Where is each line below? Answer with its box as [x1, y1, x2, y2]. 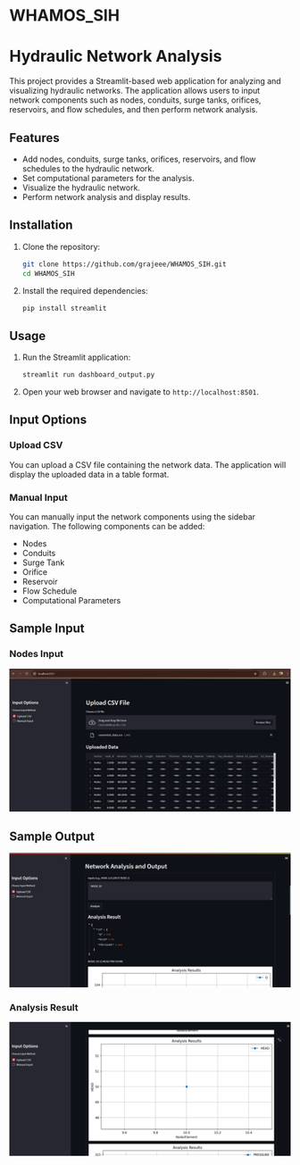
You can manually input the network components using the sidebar [9, 512, 256, 522]
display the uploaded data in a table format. [9, 469, 170, 479]
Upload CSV [9, 439, 63, 452]
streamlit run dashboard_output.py [21, 370, 155, 379]
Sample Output [9, 829, 96, 845]
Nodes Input [9, 648, 64, 661]
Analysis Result [9, 1002, 79, 1014]
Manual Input [9, 491, 69, 503]
